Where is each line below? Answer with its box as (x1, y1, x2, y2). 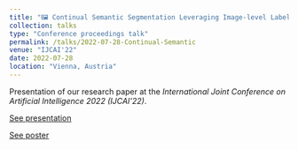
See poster (9, 130, 50, 140)
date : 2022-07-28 (9, 54, 74, 63)
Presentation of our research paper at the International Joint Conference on (9, 86, 286, 97)
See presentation (9, 112, 72, 123)
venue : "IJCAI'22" (9, 46, 77, 55)
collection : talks (9, 21, 77, 30)
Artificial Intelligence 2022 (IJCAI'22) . (9, 95, 147, 106)
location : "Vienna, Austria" (9, 63, 117, 71)
